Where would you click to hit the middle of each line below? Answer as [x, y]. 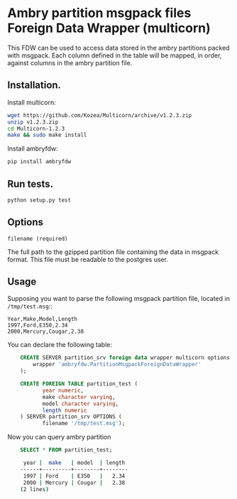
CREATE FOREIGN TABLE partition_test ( [79, 384]
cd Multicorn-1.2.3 [36, 128]
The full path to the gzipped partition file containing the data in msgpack [113, 252]
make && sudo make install [47, 135]
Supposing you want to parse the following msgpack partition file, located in [119, 299]
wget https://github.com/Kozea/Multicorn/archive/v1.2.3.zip [100, 115]
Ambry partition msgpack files [99, 13]
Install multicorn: [32, 102]
